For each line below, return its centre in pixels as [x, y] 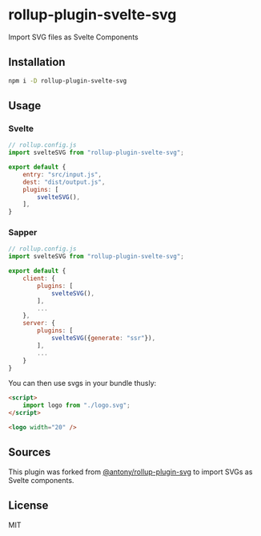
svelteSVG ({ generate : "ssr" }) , [103, 339]
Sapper [23, 233]
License [28, 506]
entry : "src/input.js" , [62, 174]
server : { [39, 323]
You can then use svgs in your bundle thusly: [82, 384]
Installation [37, 62]
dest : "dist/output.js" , [64, 182]
